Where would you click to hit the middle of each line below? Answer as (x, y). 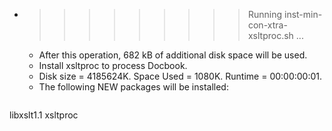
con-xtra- (267, 25)
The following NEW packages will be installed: (133, 87)
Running (265, 14)
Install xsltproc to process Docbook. (113, 65)
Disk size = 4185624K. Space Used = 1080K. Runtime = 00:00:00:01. (180, 76)
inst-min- (303, 14)
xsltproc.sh (270, 35)
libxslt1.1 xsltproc (44, 115)
